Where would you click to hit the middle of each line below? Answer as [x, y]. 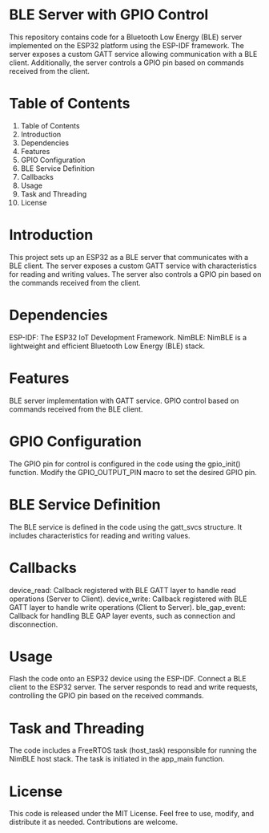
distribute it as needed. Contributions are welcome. [94, 822]
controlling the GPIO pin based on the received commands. [106, 696]
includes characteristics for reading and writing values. [100, 535]
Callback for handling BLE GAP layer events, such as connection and [122, 616]
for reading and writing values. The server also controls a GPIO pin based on [135, 274]
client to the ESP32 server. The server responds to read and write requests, [134, 687]
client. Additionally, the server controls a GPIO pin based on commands [126, 63]
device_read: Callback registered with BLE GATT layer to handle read [123, 590]
